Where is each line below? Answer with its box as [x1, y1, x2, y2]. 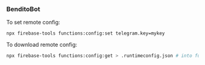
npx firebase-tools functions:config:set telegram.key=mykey [6, 30, 165, 36]
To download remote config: [6, 41, 77, 49]
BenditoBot [6, 5, 41, 13]
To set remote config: [6, 19, 60, 26]
